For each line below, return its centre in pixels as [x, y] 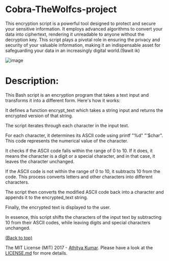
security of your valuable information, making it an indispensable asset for [83, 45]
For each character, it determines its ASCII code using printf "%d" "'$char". [84, 135]
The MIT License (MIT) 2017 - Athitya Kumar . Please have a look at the [79, 247]
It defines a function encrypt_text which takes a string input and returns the [84, 110]
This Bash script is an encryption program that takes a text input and [77, 95]
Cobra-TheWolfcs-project [61, 9]
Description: [32, 81]
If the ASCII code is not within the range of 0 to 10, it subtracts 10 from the [83, 171]
